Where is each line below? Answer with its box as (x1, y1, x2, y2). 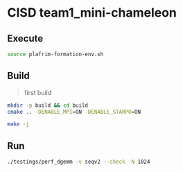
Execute (7, 33, 44, 44)
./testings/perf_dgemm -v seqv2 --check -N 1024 (7, 158, 150, 166)
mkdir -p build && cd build (7, 102, 89, 109)
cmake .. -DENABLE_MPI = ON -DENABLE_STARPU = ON (7, 108, 141, 115)
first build (24, 88, 52, 96)
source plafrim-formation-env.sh (7, 51, 104, 58)
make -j (7, 121, 30, 128)
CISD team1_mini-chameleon (7, 5, 177, 21)
